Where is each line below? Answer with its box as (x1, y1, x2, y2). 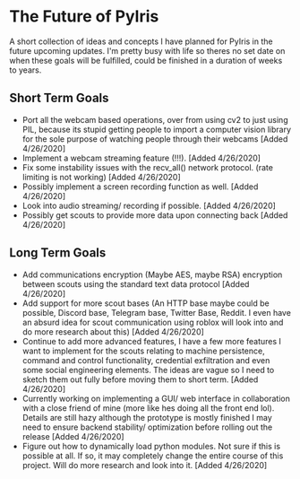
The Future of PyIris (9, 6, 159, 27)
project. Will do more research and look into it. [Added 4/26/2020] (21, 459, 268, 470)
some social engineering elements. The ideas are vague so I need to (21, 364, 275, 375)
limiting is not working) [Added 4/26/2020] (21, 171, 181, 182)
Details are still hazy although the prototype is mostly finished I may (21, 412, 273, 422)
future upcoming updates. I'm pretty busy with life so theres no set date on (9, 45, 286, 56)
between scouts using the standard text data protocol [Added (21, 278, 250, 289)
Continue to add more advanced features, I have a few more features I (21, 335, 282, 346)
